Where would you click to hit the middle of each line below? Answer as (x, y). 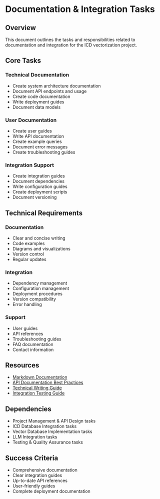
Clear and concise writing (39, 238)
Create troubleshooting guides (44, 152)
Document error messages (40, 146)
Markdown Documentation (40, 377)
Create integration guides (38, 176)
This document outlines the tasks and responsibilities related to (70, 39)
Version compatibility (34, 299)
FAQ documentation (33, 344)
